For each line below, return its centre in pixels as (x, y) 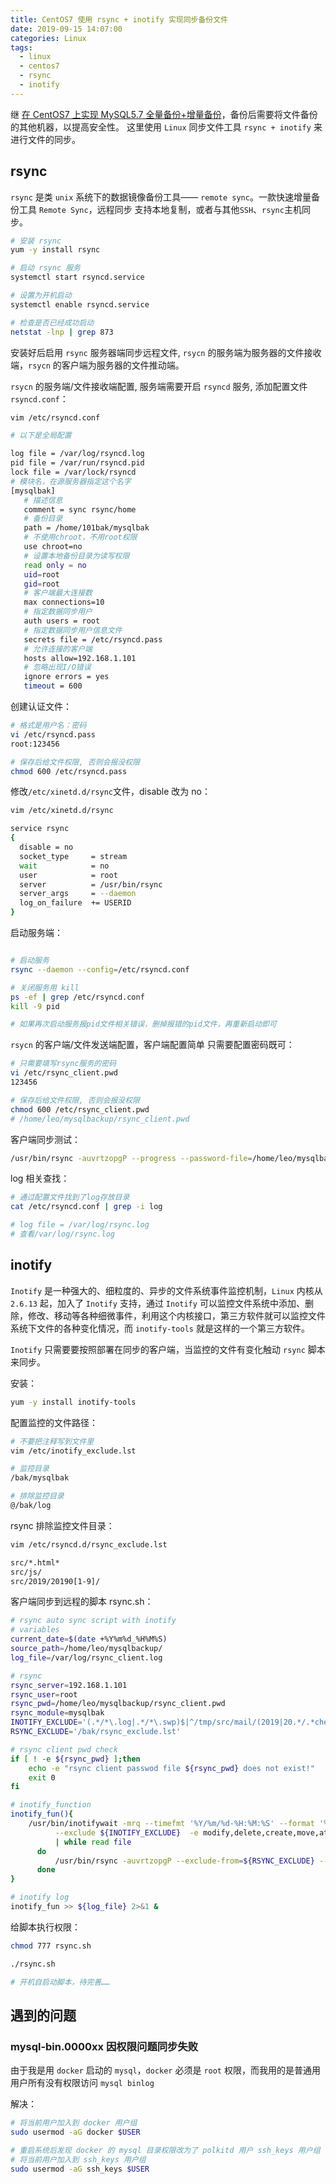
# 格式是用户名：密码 (48, 726)
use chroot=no (53, 547)
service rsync (40, 829)
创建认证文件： (41, 707)
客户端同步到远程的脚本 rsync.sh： (82, 1602)
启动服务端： (36, 933)
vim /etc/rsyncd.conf (55, 417)
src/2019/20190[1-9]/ (55, 1581)
